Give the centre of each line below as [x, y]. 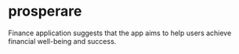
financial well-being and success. [62, 41]
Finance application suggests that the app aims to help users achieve [120, 33]
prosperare [45, 11]
